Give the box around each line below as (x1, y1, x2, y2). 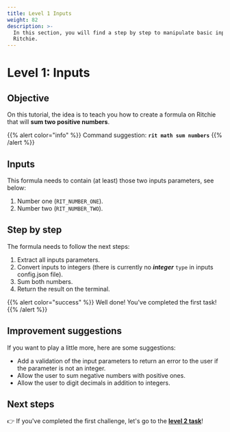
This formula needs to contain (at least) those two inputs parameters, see (7, 176, 214, 184)
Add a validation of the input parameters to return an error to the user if (16, 357, 218, 365)
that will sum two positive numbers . (7, 118, 110, 126)
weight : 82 (7, 16, 38, 23)
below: (7, 183, 26, 192)
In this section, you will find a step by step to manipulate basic (13, 29, 213, 36)
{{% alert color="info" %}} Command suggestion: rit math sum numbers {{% (7, 131, 222, 139)
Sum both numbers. (16, 277, 73, 285)
